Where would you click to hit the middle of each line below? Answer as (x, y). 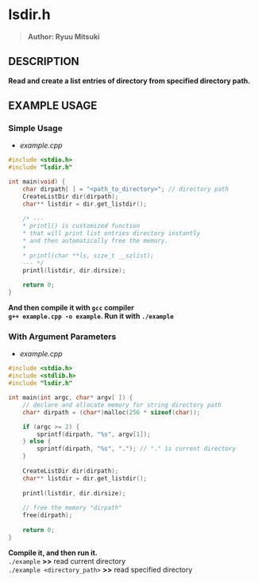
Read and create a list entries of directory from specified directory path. (129, 80)
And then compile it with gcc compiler (71, 308)
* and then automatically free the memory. (96, 241)
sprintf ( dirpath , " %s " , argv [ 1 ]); (94, 434)
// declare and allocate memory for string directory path (122, 405)
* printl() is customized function (81, 226)
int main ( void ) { (37, 182)
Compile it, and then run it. (53, 553)
